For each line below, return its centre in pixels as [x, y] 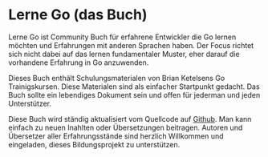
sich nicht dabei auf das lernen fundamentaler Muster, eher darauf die [124, 54]
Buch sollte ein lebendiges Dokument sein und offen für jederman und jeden [134, 95]
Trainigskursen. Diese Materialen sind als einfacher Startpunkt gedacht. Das [134, 87]
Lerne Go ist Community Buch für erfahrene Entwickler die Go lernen [122, 37]
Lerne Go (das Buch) [78, 15]
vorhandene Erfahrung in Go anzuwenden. [79, 62]
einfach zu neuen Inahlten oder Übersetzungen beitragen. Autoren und [126, 127]
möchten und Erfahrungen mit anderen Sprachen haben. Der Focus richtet [131, 45]
